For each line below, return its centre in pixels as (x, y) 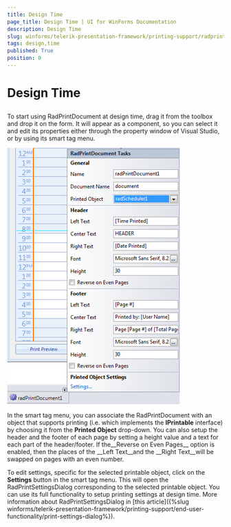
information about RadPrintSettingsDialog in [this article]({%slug (98, 502)
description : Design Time (44, 29)
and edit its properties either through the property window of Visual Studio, (113, 131)
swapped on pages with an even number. (66, 459)
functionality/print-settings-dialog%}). (61, 517)
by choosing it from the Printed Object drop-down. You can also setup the (112, 430)
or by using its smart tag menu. (51, 138)
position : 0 (24, 58)
